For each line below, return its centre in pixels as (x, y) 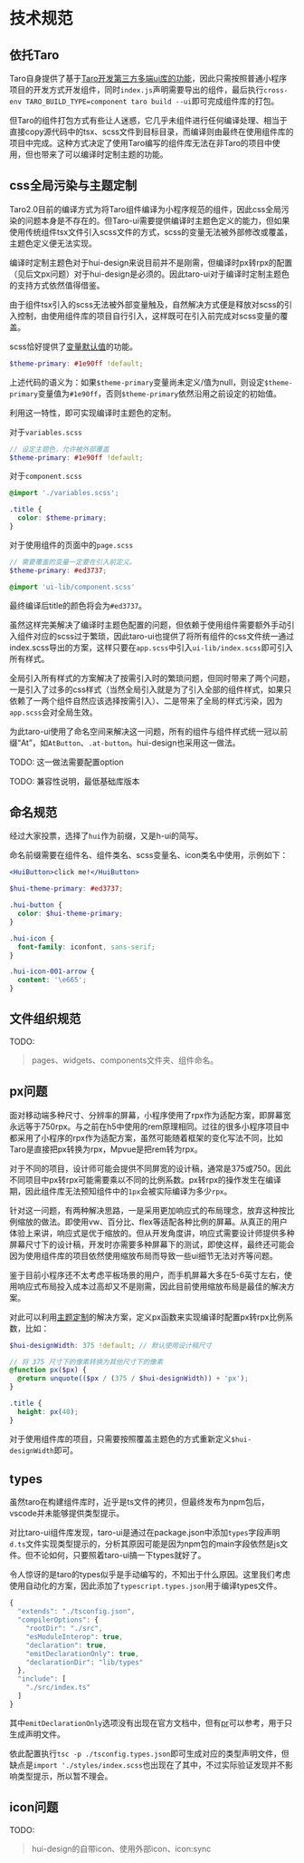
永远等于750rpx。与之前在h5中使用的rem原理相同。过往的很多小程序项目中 (149, 1127)
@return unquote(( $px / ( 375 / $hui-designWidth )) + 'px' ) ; (133, 1379)
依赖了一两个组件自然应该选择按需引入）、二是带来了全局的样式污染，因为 (146, 700)
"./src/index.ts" (58, 1688)
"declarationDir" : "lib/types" (85, 1662)
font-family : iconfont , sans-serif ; (86, 947)
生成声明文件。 (37, 1734)
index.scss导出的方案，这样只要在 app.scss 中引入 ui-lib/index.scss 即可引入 (151, 647)
